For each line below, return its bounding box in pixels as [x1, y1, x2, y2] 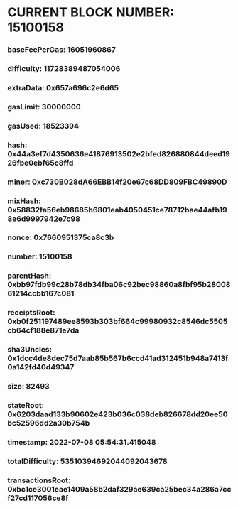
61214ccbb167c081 [7, 288, 75, 298]
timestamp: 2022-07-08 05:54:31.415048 [7, 437, 156, 447]
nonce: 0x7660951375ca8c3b [7, 232, 114, 242]
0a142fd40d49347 [7, 362, 75, 372]
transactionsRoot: [7, 475, 71, 485]
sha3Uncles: [7, 345, 52, 355]
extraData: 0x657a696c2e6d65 [7, 82, 119, 92]
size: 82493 [7, 382, 50, 391]
